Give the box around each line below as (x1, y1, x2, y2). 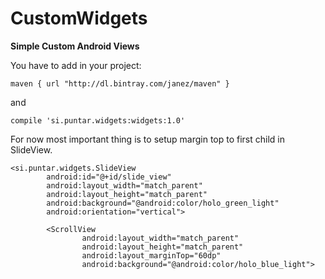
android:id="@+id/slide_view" (46, 172, 172, 182)
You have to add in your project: (10, 59, 142, 71)
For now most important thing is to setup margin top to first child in (10, 133, 286, 145)
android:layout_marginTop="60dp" (81, 250, 222, 261)
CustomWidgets (10, 7, 148, 30)
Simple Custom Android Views (10, 40, 140, 52)
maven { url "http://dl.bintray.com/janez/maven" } (10, 78, 230, 89)
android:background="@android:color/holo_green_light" (46, 198, 280, 208)
